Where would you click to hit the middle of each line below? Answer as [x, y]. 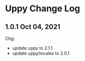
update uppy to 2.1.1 [32, 48]
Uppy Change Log [43, 9]
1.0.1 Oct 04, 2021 [33, 27]
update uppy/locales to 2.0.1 [41, 53]
